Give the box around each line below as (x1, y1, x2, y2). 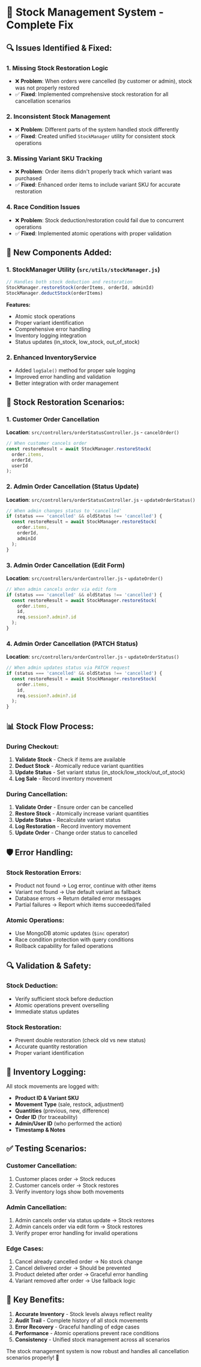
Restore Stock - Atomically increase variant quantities (14, 810, 149, 817)
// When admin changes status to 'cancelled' (6, 507, 122, 514)
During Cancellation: (6, 789, 68, 798)
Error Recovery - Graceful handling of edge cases (14, 1323, 140, 1330)
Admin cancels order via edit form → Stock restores (14, 1223, 143, 1230)
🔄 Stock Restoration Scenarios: (6, 397, 125, 407)
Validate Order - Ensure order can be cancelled (14, 804, 133, 811)
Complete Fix (6, 18, 74, 32)
